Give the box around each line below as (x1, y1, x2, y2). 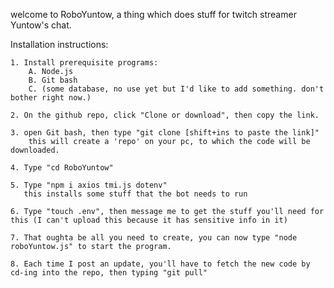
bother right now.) (10, 93, 92, 103)
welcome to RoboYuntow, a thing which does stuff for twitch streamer (10, 9, 297, 20)
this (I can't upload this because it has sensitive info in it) (10, 215, 288, 225)
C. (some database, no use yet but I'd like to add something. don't (28, 84, 325, 94)
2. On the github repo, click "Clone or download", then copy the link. (10, 110, 320, 120)
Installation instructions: (10, 39, 109, 50)
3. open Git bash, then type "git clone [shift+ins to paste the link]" (10, 128, 320, 138)
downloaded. (10, 145, 60, 155)
